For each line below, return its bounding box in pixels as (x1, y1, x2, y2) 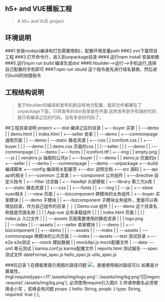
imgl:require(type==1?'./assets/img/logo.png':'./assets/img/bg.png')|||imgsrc (5, 274, 161, 280)
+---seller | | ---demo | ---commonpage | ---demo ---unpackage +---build (5, 160, 158, 166)
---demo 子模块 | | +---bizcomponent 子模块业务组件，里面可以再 (24, 197, 158, 203)
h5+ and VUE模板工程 (5, 4, 72, 13)
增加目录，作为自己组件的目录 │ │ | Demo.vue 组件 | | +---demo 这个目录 (5, 203, 154, 209)
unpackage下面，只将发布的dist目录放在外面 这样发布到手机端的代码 (17, 108, 157, 114)
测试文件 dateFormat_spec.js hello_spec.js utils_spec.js (5, 252, 117, 258)
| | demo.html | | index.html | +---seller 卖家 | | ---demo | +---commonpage (5, 131, 158, 137)
